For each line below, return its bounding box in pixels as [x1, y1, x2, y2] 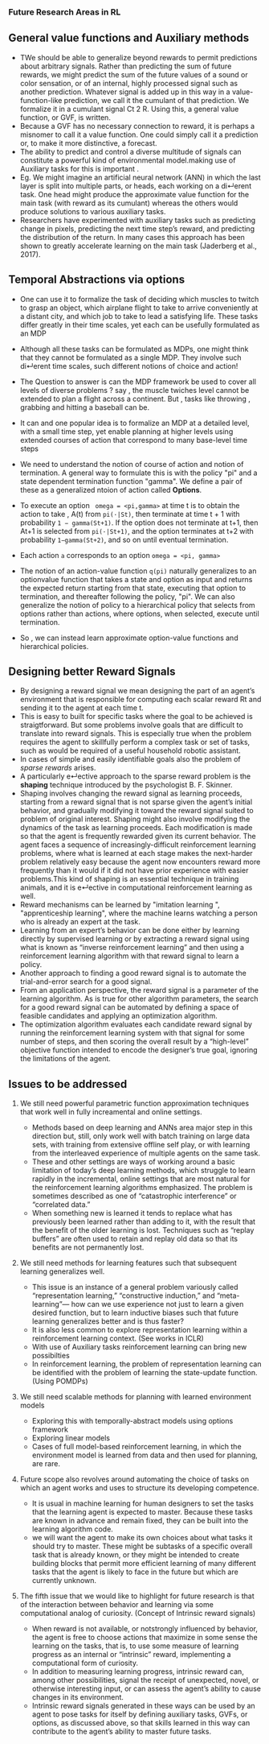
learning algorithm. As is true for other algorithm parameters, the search [19, 994, 259, 1004]
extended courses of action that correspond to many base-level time [19, 435, 248, 444]
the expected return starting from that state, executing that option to [19, 583, 247, 593]
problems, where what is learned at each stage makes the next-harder [19, 849, 253, 858]
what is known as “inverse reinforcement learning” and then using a [19, 943, 245, 953]
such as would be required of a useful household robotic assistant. [19, 746, 241, 755]
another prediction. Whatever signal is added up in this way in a [19, 87, 230, 97]
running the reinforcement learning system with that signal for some [19, 1028, 245, 1038]
